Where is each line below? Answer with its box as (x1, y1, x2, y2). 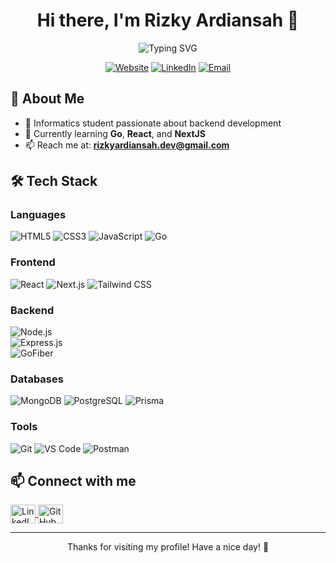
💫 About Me (10, 90, 85, 108)
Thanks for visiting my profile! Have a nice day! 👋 (66, 541, 270, 553)
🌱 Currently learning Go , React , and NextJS (24, 127, 206, 139)
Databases (10, 372, 64, 386)
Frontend (10, 255, 56, 269)
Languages (10, 208, 67, 222)
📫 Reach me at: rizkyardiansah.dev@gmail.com (24, 139, 230, 151)
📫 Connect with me (10, 473, 137, 490)
